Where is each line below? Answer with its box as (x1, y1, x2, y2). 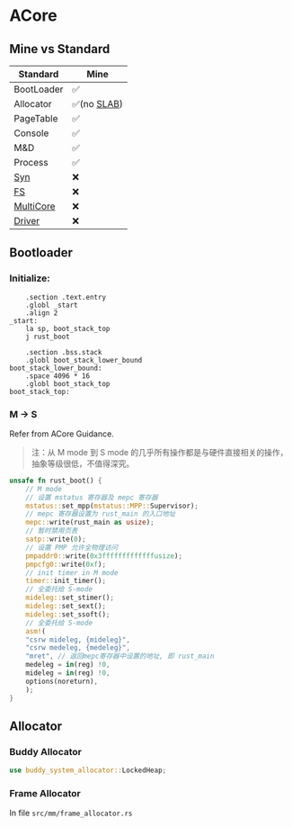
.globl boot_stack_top (25, 379, 111, 388)
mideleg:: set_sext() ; (25, 602, 106, 611)
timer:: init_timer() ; (25, 577, 106, 586)
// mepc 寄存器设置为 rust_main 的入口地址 (25, 509, 176, 518)
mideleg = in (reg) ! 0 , (25, 669, 111, 678)
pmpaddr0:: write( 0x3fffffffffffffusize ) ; (25, 551, 182, 561)
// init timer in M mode (25, 568, 119, 577)
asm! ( (25, 626, 47, 635)
